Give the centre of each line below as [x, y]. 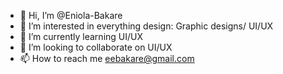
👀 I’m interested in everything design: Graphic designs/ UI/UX [146, 26]
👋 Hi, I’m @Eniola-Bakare [71, 15]
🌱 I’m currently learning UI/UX [81, 36]
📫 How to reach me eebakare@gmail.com [107, 58]
